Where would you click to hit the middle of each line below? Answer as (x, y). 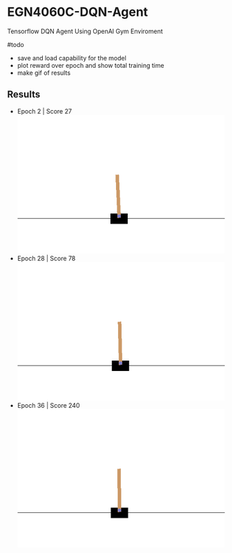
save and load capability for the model (71, 58)
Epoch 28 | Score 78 (46, 258)
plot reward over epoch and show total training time (90, 65)
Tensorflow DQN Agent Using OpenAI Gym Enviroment (85, 31)
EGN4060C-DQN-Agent (78, 12)
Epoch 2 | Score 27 (45, 111)
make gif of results (44, 73)
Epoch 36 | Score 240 (48, 405)
